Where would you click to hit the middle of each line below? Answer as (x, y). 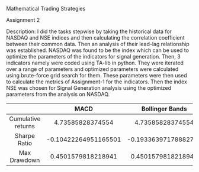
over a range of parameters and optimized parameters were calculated (92, 69)
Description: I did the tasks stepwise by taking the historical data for (89, 31)
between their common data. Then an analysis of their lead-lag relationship (98, 44)
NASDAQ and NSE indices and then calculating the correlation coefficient (95, 38)
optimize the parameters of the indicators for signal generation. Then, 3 (93, 56)
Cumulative (25, 119)
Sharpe (25, 136)
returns (25, 126)
